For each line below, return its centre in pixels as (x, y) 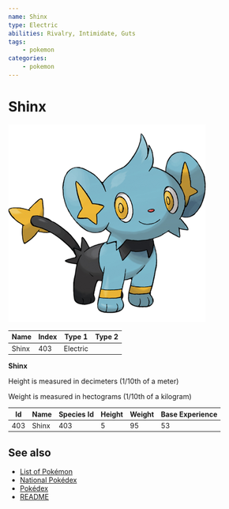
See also (30, 452)
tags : (17, 42)
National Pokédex (48, 480)
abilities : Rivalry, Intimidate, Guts (72, 33)
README (34, 497)
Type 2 (106, 337)
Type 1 (76, 337)
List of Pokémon (46, 472)
